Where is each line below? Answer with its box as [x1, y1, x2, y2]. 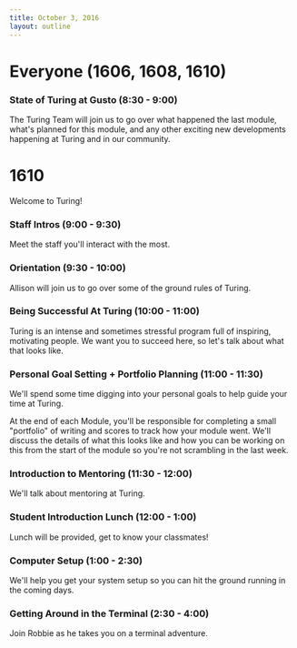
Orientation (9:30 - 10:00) [9, 261, 126, 274]
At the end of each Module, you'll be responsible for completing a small [9, 416, 277, 427]
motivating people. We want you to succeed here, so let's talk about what [9, 335, 284, 346]
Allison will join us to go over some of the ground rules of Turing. [9, 282, 252, 293]
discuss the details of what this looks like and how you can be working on [9, 435, 285, 446]
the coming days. [9, 584, 74, 595]
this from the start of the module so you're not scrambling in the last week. [9, 445, 289, 456]
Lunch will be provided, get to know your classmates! [9, 532, 209, 542]
